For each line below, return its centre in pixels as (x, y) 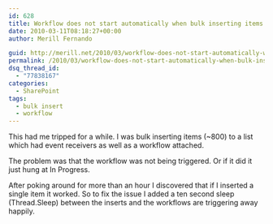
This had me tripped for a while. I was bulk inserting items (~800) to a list (131, 137)
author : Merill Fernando (50, 39)
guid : (17, 54)
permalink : (27, 61)
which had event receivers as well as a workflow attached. (106, 145)
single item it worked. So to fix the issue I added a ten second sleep (121, 194)
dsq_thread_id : (34, 69)
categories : (28, 83)
